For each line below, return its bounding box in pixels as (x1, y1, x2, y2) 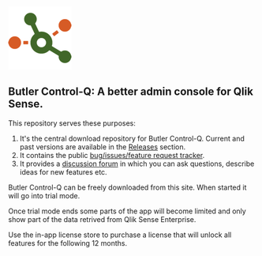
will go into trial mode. (8, 190, 80, 200)
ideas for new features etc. (19, 167, 108, 176)
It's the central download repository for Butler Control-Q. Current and (19, 134, 245, 143)
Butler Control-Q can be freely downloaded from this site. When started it (8, 183, 247, 192)
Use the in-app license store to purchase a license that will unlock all (8, 230, 232, 239)
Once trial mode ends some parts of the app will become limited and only (8, 206, 246, 216)
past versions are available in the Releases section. (19, 141, 186, 152)
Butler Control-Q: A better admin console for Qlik (8, 85, 254, 99)
